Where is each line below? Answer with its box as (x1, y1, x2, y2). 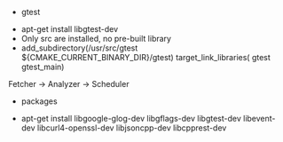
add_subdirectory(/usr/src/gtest (20, 43, 138, 53)
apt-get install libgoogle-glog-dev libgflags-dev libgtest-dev (20, 114, 241, 123)
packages (20, 96, 59, 106)
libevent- (242, 114, 276, 123)
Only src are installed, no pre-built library (20, 34, 172, 43)
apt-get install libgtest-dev (20, 24, 119, 34)
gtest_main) (20, 61, 65, 72)
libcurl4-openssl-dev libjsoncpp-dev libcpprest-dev (37, 122, 227, 133)
